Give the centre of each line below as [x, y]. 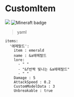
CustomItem [30, 9]
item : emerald [29, 50]
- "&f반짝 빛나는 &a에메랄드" [44, 69]
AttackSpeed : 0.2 [32, 82]
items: [12, 41]
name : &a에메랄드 [30, 56]
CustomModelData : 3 [34, 86]
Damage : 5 [25, 78]
